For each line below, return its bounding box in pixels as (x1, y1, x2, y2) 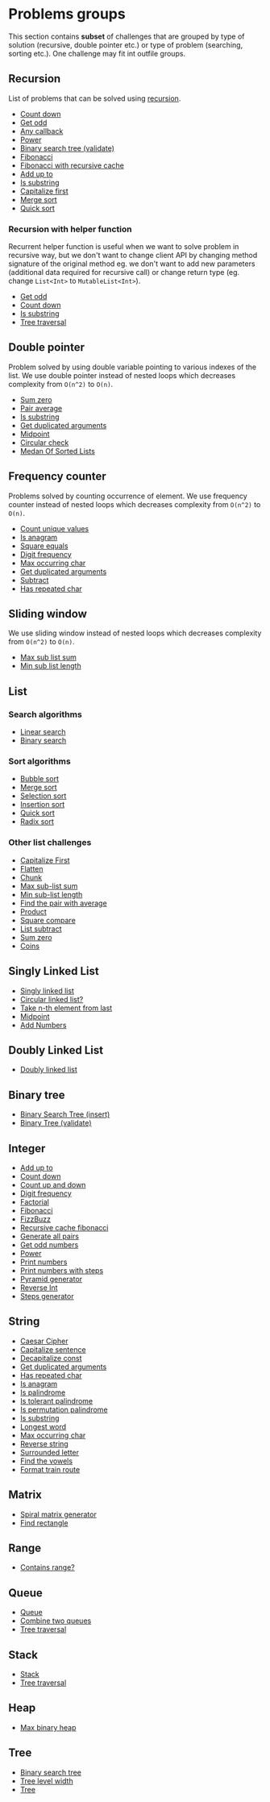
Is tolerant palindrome (19, 1396, 93, 1405)
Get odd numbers (19, 1240, 79, 1250)
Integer (8, 1142, 46, 1155)
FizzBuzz (19, 1214, 51, 1224)
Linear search (19, 727, 66, 737)
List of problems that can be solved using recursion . (8, 94, 181, 103)
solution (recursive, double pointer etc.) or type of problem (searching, (8, 40, 243, 49)
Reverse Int (19, 1283, 58, 1292)
